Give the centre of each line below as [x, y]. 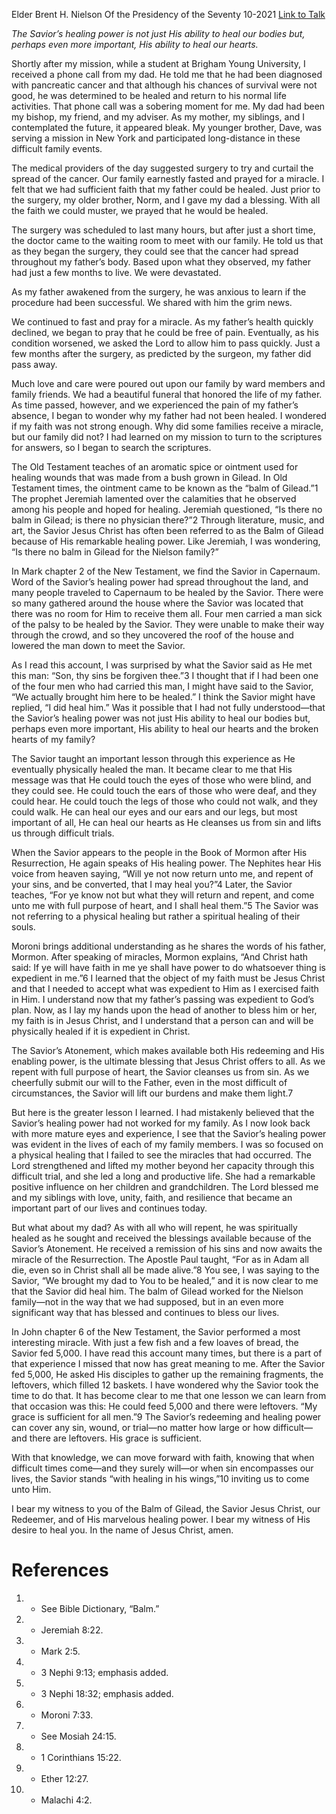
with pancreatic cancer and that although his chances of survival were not [164, 85]
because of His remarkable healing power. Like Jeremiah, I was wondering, [166, 541]
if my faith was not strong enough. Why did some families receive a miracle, [167, 426]
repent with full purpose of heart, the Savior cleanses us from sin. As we [160, 1072]
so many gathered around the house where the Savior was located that [157, 603]
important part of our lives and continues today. [109, 1208]
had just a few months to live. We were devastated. [116, 272]
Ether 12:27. [64, 1778]
